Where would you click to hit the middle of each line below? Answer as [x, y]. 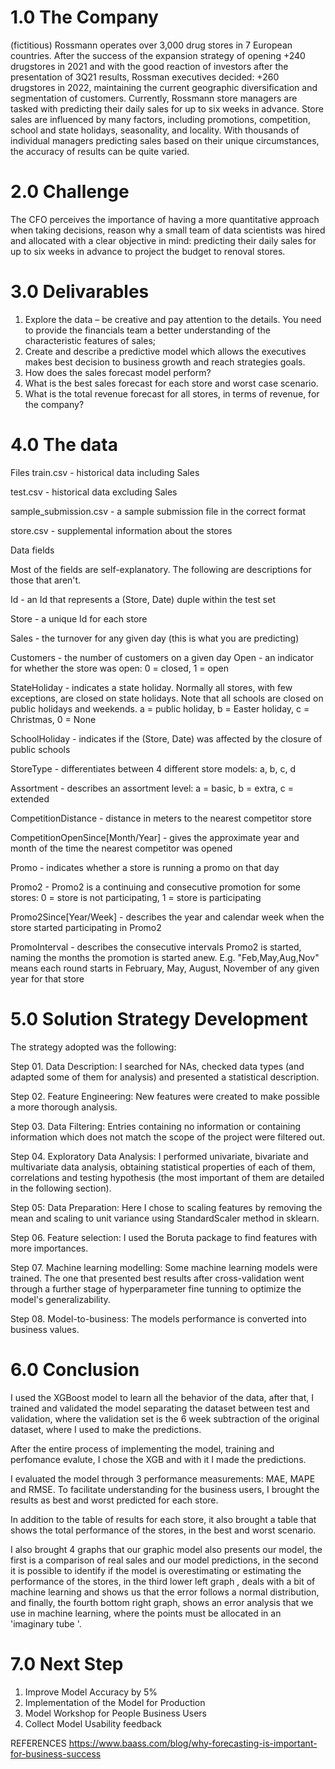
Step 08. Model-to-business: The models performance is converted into [158, 1318]
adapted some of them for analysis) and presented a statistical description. [165, 1077]
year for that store [47, 978]
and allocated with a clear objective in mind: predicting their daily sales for [163, 240]
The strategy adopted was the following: [93, 1047]
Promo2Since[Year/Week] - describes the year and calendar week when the [167, 917]
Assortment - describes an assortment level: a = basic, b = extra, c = [152, 788]
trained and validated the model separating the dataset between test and [160, 1408]
